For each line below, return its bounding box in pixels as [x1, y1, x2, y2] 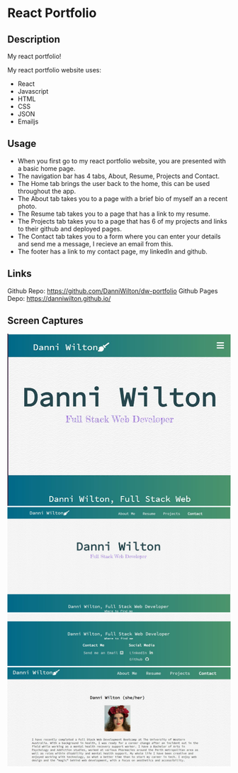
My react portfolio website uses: [7, 66, 101, 74]
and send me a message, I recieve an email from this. [17, 239, 174, 248]
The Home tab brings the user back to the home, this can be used [17, 179, 210, 187]
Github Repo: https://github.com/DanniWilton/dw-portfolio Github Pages [7, 286, 218, 295]
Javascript [17, 87, 49, 95]
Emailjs [17, 117, 39, 126]
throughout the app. [17, 187, 76, 195]
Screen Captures [7, 314, 84, 327]
